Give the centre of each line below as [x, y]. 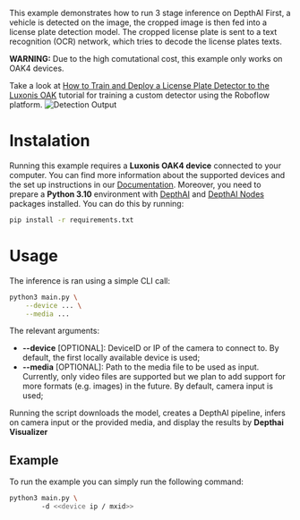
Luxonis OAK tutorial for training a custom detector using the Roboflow [140, 95]
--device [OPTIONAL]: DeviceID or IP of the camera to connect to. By [150, 348]
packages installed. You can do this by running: [97, 203]
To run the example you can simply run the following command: [127, 482]
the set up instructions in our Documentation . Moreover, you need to [135, 184]
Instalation [50, 141]
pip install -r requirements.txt [72, 220]
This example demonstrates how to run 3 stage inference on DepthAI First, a [150, 13]
